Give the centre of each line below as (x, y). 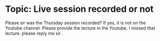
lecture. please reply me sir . (34, 33)
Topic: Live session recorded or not (80, 9)
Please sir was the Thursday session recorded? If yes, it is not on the (76, 23)
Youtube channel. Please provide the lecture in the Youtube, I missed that (80, 28)
